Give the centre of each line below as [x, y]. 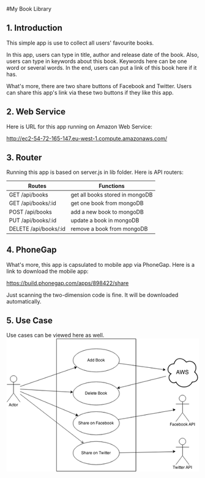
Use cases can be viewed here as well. [55, 335]
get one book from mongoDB [107, 203]
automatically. [24, 301]
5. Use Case [30, 320]
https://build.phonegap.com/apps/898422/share [68, 283]
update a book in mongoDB [105, 220]
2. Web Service [36, 112]
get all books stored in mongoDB [112, 195]
